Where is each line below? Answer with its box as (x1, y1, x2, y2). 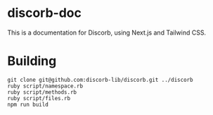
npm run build (7, 101, 49, 108)
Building (7, 53, 57, 69)
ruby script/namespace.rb (7, 83, 83, 90)
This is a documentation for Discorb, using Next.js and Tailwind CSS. (7, 28, 206, 37)
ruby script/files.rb (7, 95, 71, 102)
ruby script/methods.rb (7, 88, 77, 96)
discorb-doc (7, 5, 82, 21)
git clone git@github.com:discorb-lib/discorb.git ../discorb (7, 76, 193, 83)
